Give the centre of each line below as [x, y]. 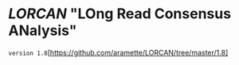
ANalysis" [43, 31]
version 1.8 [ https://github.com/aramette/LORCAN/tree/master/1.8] [118, 52]
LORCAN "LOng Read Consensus [120, 14]
